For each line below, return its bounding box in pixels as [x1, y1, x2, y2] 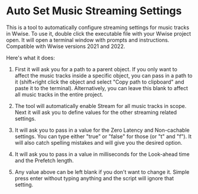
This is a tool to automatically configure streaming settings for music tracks [6, 24, 190, 31]
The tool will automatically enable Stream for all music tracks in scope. [14, 102, 187, 109]
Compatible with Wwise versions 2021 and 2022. [6, 43, 125, 50]
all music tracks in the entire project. [14, 91, 103, 98]
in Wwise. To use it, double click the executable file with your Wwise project [6, 30, 191, 37]
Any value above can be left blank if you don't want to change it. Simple [14, 168, 190, 176]
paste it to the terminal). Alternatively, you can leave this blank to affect [14, 84, 188, 91]
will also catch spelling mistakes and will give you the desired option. [14, 139, 183, 146]
